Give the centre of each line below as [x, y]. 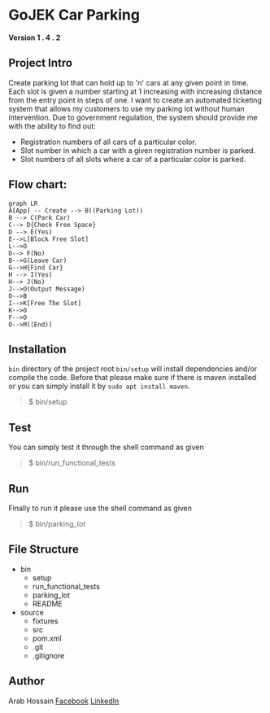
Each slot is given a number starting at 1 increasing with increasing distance [135, 91]
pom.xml [47, 638]
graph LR [23, 203]
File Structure [44, 550]
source [32, 612]
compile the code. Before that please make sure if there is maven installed [133, 378]
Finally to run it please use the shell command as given [100, 508]
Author [26, 681]
